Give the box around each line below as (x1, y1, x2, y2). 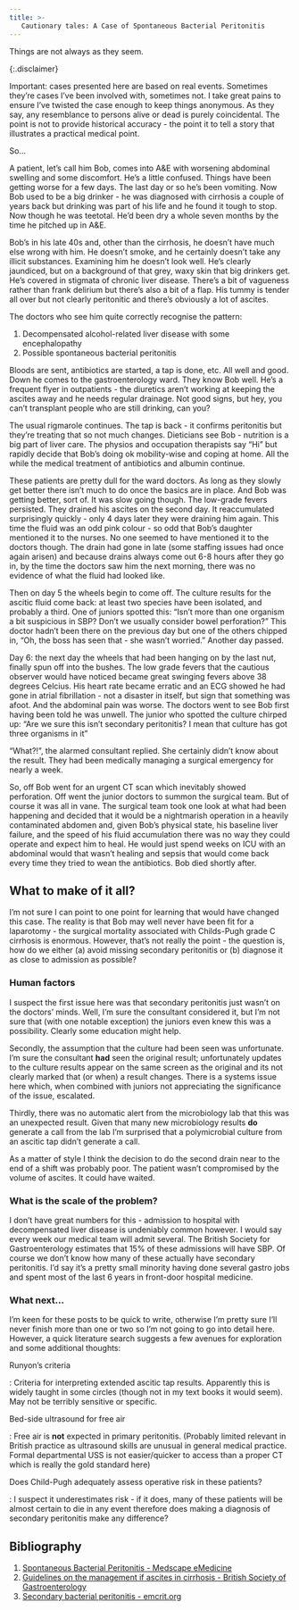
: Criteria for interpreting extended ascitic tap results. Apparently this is (9, 1377, 270, 1389)
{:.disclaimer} (9, 63, 59, 74)
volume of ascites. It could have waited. (9, 1172, 155, 1183)
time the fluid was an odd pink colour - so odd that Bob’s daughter (9, 522, 253, 533)
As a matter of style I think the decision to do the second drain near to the (9, 1153, 280, 1164)
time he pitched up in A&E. (9, 220, 107, 230)
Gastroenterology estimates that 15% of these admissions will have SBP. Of (9, 1243, 286, 1254)
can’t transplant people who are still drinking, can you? (9, 403, 211, 413)
